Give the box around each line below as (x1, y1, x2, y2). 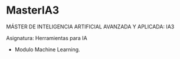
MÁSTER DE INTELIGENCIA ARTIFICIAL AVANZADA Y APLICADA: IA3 (6, 23, 175, 30)
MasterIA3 (6, 4, 60, 17)
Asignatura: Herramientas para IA (6, 34, 87, 41)
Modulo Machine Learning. (14, 45, 81, 53)
